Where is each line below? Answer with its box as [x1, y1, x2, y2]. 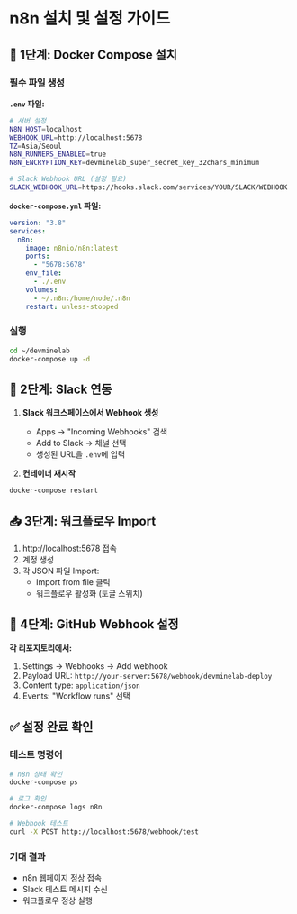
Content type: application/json [22, 680, 141, 690]
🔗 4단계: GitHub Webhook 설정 [9, 617, 179, 632]
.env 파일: [9, 98, 45, 109]
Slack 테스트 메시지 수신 [22, 884, 108, 895]
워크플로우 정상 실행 [22, 895, 93, 906]
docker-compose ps [9, 778, 78, 787]
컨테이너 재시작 [22, 468, 76, 479]
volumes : [25, 285, 58, 294]
